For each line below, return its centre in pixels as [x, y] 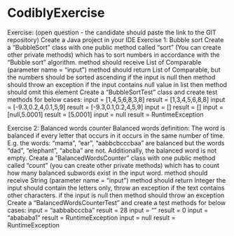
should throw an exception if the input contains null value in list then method [117, 84]
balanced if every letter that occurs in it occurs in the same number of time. [116, 136]
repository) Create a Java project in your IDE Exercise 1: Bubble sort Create [116, 39]
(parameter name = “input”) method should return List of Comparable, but [114, 70]
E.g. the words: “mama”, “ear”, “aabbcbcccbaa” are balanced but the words [116, 143]
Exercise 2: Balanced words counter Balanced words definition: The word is [116, 128]
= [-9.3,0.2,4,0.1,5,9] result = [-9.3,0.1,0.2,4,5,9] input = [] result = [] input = [115, 107]
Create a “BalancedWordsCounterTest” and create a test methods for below [117, 202]
